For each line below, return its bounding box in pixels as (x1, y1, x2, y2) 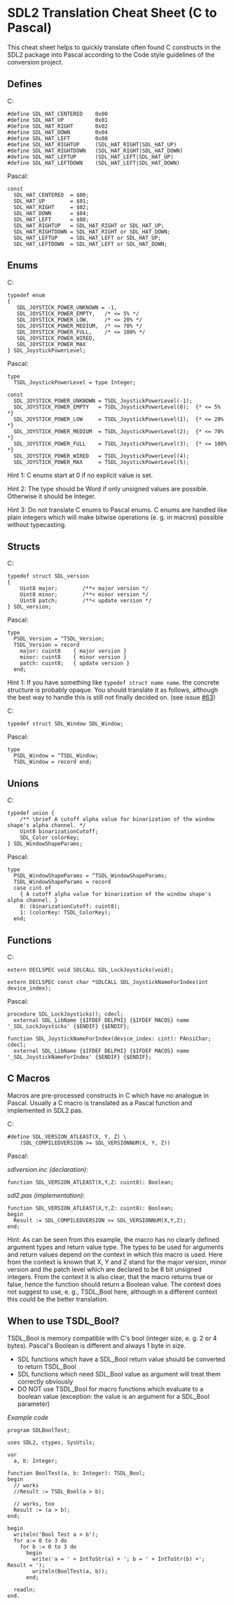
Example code (7, 1413, 49, 1421)
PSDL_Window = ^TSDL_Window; (13, 752, 99, 760)
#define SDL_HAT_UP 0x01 (7, 116, 109, 123)
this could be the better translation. (7, 1295, 109, 1303)
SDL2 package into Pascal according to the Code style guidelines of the (7, 50, 215, 59)
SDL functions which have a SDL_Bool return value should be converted (17, 1355, 226, 1363)
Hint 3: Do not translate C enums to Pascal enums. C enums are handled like (7, 505, 228, 514)
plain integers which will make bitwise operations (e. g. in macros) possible (7, 513, 224, 521)
